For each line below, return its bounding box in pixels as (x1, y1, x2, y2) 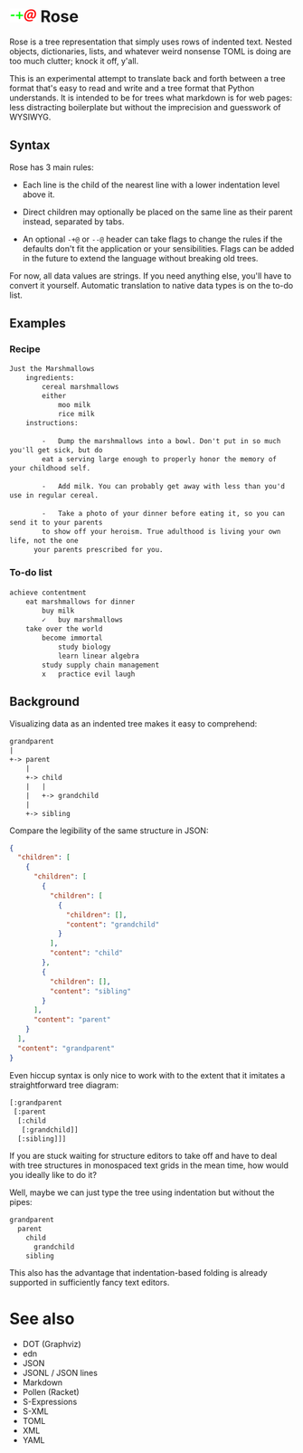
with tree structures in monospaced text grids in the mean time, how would (9, 1160, 289, 1171)
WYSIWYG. (9, 111, 52, 122)
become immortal (42, 633, 103, 642)
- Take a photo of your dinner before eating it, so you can (42, 509, 285, 518)
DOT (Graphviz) (22, 1338, 81, 1349)
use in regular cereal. (9, 491, 99, 500)
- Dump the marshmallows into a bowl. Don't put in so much (42, 437, 281, 446)
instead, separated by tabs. (22, 215, 125, 227)
